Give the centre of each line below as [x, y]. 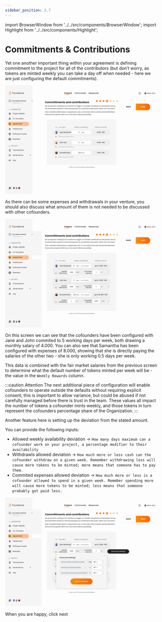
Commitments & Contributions [68, 49]
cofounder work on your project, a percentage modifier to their [79, 445]
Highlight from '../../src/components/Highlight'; [52, 30]
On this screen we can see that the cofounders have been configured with [79, 336]
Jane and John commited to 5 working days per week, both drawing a [75, 340]
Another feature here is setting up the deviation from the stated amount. [77, 420]
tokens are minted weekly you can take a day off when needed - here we [78, 73]
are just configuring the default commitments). [51, 78]
